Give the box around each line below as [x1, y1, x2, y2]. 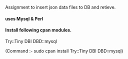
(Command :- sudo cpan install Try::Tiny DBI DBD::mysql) [5, 47, 123, 54]
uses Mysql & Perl [5, 15, 43, 21]
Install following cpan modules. [5, 27, 72, 33]
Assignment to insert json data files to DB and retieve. [5, 4, 116, 10]
